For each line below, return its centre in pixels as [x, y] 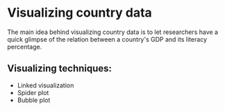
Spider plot [33, 92]
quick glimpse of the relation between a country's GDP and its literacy [107, 39]
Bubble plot [34, 100]
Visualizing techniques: [60, 68]
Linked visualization [45, 85]
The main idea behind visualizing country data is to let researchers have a [113, 32]
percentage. [25, 46]
